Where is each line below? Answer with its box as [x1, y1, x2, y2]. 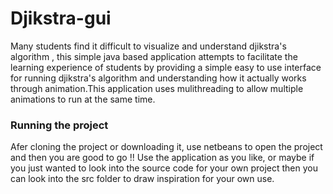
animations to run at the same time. [10, 93, 156, 105]
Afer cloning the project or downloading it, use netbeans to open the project [10, 141, 323, 153]
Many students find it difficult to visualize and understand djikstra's [10, 40, 287, 52]
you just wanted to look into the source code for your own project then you [10, 162, 318, 174]
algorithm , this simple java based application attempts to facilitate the [10, 50, 298, 62]
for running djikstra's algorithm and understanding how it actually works [10, 72, 307, 84]
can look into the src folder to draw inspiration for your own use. [10, 173, 275, 185]
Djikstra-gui [10, 7, 112, 30]
